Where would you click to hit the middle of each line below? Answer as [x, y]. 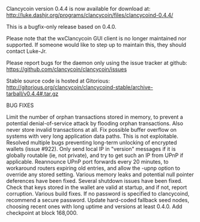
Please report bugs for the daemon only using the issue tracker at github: [97, 63]
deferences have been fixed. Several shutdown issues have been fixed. [95, 181]
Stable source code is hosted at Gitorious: [58, 81]
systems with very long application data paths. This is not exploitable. [92, 136]
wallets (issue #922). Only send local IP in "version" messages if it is [91, 149]
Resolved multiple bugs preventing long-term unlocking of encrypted [92, 143]
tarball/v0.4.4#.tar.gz [32, 94]
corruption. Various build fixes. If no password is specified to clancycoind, [98, 194]
